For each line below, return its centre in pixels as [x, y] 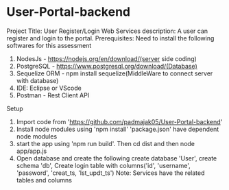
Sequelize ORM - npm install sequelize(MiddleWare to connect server [114, 73]
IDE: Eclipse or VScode [49, 88]
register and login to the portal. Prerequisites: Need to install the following [110, 38]
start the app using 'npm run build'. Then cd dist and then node [106, 143]
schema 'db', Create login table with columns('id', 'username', [104, 165]
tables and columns [44, 180]
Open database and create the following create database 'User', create [117, 158]
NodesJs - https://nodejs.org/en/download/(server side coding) [106, 58]
